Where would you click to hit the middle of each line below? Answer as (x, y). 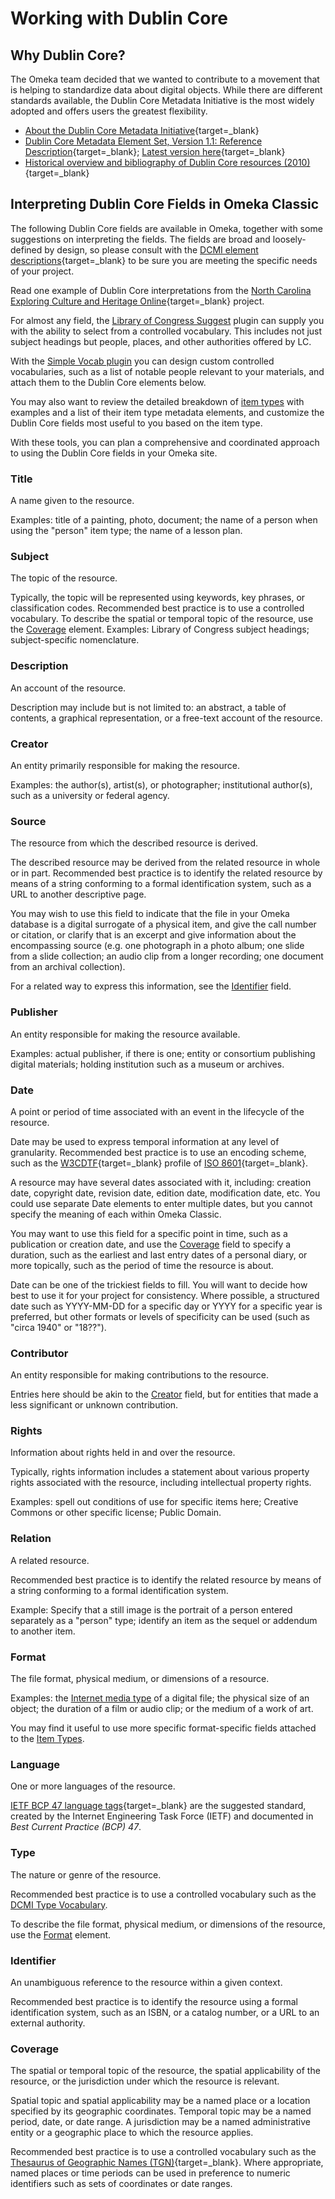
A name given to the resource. (72, 501)
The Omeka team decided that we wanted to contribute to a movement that (165, 79)
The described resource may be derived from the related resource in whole (165, 863)
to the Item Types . (47, 1739)
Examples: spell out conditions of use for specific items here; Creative (154, 1502)
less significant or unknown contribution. (94, 1405)
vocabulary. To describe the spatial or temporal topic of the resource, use (162, 619)
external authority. (48, 2023)
